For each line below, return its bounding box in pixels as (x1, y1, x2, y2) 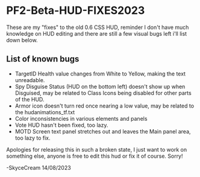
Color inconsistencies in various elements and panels (14, 115, 148, 122)
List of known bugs (6, 54, 80, 64)
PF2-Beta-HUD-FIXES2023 (6, 4, 145, 18)
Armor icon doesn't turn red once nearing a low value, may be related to (14, 102, 195, 109)
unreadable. (14, 76, 45, 83)
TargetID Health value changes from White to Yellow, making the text (14, 70, 186, 77)
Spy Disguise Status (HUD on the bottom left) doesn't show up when (14, 83, 186, 90)
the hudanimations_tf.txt (14, 108, 75, 115)
